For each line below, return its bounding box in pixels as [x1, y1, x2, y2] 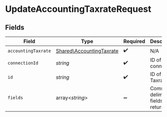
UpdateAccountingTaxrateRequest [5, 3, 152, 15]
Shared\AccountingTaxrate [56, 47, 119, 54]
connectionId [7, 60, 39, 65]
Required [123, 38, 146, 45]
